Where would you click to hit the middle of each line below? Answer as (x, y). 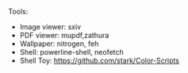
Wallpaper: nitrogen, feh (59, 44)
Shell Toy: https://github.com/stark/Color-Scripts (100, 60)
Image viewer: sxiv (50, 27)
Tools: (18, 12)
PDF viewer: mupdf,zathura (64, 35)
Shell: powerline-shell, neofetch (72, 52)
